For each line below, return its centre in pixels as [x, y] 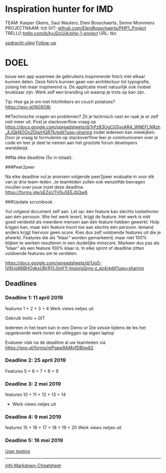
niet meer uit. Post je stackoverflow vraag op [51, 121]
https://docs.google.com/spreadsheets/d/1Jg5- [54, 263]
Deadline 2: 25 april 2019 [36, 360]
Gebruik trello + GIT [25, 318]
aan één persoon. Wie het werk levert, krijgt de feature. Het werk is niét [78, 217]
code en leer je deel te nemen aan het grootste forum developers [71, 143]
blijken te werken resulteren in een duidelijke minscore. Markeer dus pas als [82, 243]
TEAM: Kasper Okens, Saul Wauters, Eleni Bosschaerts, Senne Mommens [80, 23]
